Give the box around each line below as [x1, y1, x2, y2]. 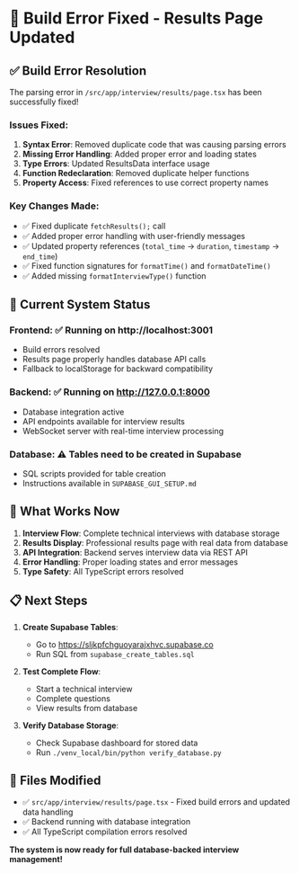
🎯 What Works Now [9, 503, 120, 520]
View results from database [35, 702, 138, 713]
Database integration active [22, 406, 125, 417]
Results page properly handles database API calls [22, 354, 207, 365]
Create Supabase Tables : [22, 621, 119, 632]
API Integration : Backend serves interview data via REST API [22, 547, 249, 557]
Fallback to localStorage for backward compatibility [22, 363, 214, 374]
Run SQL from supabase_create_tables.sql [35, 648, 195, 659]
